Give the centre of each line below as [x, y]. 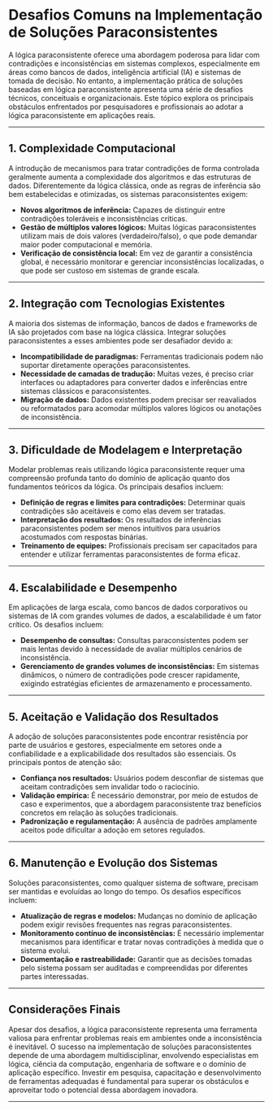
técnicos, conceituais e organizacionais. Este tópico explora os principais [131, 98]
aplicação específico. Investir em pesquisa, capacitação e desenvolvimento [135, 1073]
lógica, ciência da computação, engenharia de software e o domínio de [127, 1064]
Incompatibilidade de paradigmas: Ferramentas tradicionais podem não [142, 356]
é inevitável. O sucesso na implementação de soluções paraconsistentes [130, 1047]
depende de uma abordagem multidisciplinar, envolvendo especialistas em [133, 1055]
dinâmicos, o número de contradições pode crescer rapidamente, [130, 675]
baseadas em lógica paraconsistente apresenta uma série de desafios [126, 89]
